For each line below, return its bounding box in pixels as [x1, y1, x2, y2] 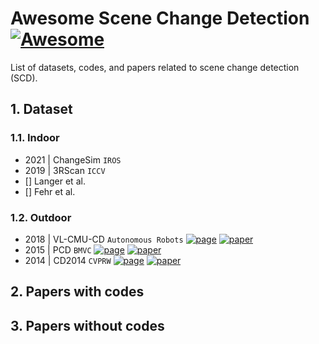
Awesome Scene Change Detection [10, 7, 310, 30]
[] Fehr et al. [24, 185, 76, 197]
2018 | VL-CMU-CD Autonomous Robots [24, 233, 184, 245]
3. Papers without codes [10, 317, 165, 334]
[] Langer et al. [24, 175, 86, 187]
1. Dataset [10, 101, 73, 118]
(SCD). [10, 72, 38, 84]
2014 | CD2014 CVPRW [24, 254, 112, 266]
